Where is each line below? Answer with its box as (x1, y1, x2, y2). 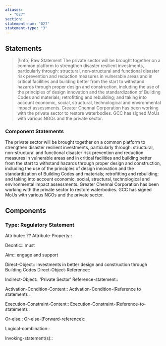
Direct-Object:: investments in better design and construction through (5, 261, 148, 267)
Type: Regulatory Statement (5, 221, 75, 228)
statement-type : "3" (5, 26, 48, 31)
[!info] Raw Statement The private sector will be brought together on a (17, 57, 161, 63)
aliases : (5, 7, 23, 12)
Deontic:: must (5, 242, 35, 248)
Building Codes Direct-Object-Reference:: (5, 266, 91, 272)
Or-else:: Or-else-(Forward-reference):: (5, 316, 86, 322)
